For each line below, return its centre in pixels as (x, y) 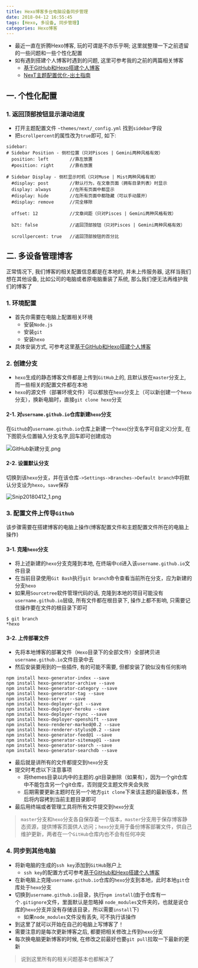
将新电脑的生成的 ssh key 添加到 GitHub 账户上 (68, 865)
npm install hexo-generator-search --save (59, 746)
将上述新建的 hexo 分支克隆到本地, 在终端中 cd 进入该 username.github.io (100, 563)
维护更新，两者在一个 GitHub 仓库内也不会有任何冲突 (83, 834)
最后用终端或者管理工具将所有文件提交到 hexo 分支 (74, 807)
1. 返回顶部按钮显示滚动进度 (46, 114)
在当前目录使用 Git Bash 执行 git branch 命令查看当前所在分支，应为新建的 (103, 578)
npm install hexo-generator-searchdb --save (62, 751)
